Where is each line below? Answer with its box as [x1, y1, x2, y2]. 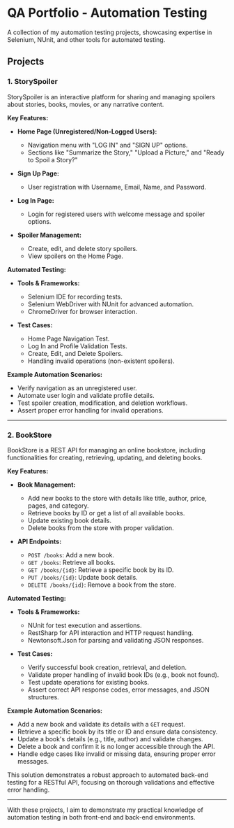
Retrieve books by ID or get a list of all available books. [27, 508, 185, 517]
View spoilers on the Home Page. [27, 252, 124, 260]
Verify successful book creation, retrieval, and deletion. [27, 663, 187, 671]
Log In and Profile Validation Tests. [27, 341, 127, 350]
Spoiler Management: [17, 231, 82, 239]
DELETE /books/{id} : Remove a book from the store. [27, 580, 176, 589]
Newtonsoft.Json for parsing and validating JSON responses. [27, 636, 204, 644]
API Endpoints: [17, 537, 62, 545]
